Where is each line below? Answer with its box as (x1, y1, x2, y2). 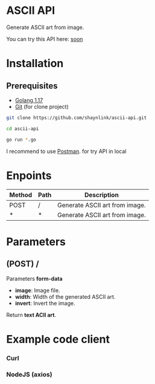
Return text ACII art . (6, 311, 57, 318)
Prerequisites (6, 80, 58, 91)
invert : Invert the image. (14, 299, 75, 307)
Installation (6, 57, 64, 70)
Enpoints (6, 169, 52, 182)
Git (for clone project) (14, 103, 69, 110)
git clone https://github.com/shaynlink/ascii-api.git (6, 114, 147, 121)
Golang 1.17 (14, 96, 43, 103)
